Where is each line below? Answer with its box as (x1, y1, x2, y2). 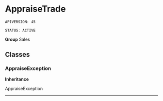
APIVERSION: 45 (5, 19, 36, 24)
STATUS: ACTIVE (5, 28, 36, 33)
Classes (5, 50, 30, 59)
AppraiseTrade (5, 3, 66, 15)
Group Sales (5, 36, 30, 42)
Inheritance (5, 76, 29, 82)
